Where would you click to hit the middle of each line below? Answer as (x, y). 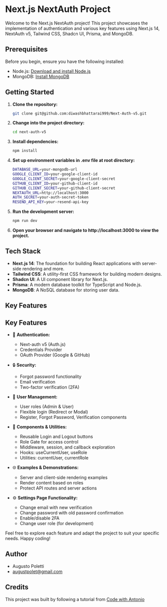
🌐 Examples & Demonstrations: (45, 467)
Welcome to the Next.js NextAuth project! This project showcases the (77, 23)
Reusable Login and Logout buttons (56, 436)
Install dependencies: (35, 141)
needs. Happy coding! (28, 538)
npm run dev (25, 221)
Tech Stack (23, 251)
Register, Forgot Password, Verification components (73, 417)
